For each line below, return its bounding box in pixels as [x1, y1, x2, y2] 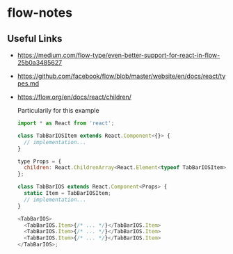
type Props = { [17, 158, 62, 165]
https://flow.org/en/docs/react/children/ [17, 93, 132, 101]
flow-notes [7, 5, 73, 21]
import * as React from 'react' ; [17, 120, 115, 127]
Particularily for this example [17, 106, 99, 114]
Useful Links [7, 33, 63, 45]
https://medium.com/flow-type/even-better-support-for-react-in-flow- [17, 51, 220, 59]
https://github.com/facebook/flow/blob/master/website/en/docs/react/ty [17, 72, 226, 80]
